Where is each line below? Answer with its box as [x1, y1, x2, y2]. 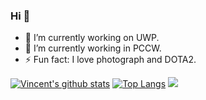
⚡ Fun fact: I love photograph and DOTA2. [24, 54, 197, 66]
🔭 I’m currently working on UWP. [24, 32, 160, 44]
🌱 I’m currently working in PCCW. [24, 42, 162, 54]
